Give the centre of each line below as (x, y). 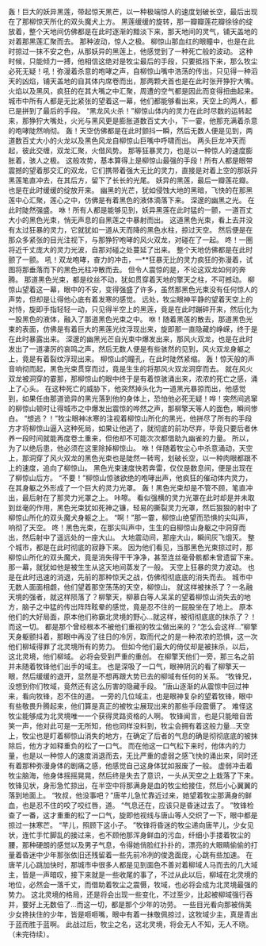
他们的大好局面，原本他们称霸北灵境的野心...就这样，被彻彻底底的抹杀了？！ (133, 617)
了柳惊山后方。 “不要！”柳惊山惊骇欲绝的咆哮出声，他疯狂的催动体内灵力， (130, 478)
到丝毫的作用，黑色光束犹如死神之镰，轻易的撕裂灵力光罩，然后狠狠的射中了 (133, 508)
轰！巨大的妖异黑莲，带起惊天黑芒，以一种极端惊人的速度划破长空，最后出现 (133, 12)
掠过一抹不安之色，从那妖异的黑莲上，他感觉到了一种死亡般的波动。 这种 (134, 51)
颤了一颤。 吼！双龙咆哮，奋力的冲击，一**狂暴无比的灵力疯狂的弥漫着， (127, 260)
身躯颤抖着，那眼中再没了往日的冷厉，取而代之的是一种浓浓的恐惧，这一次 (136, 636)
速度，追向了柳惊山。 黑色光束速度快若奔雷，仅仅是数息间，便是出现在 (137, 468)
